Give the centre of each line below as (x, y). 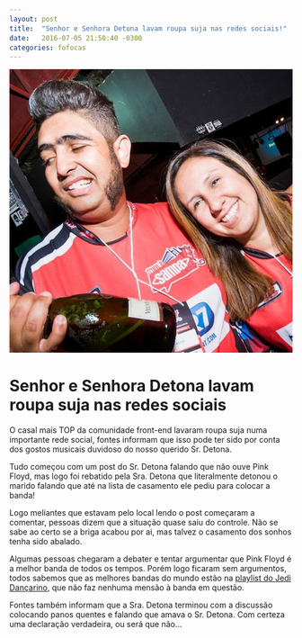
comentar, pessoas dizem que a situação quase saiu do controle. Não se (144, 523)
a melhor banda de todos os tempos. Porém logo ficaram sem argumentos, (148, 569)
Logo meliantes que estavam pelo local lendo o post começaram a (132, 513)
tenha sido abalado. (46, 542)
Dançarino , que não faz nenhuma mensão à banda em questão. (127, 588)
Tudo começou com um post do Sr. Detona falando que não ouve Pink (139, 467)
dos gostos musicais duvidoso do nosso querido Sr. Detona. (120, 449)
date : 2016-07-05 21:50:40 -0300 (76, 38)
